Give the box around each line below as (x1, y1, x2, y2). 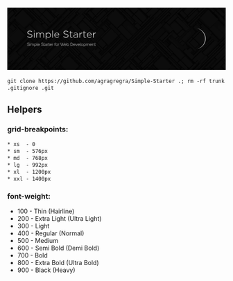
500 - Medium (17, 237, 59, 245)
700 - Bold (17, 251, 48, 260)
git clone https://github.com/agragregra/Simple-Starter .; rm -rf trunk (7, 78, 225, 85)
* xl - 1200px (7, 168, 51, 175)
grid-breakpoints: (7, 124, 69, 134)
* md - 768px (7, 154, 49, 161)
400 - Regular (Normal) (17, 229, 85, 237)
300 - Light (17, 222, 50, 230)
